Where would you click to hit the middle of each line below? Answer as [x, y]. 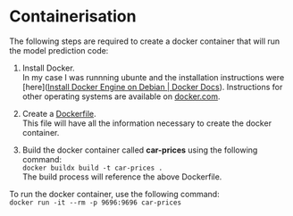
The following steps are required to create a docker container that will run [145, 41]
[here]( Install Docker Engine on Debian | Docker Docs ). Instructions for [152, 87]
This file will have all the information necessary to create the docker [147, 123]
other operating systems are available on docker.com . [121, 96]
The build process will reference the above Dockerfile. [122, 177]
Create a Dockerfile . [59, 113]
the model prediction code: [59, 50]
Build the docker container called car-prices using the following [140, 150]
